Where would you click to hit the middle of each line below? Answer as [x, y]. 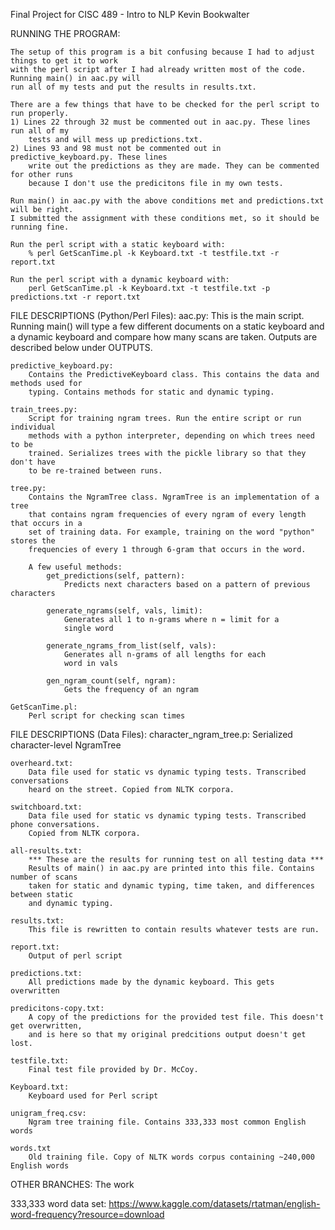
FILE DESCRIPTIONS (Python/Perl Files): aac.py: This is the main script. [157, 315]
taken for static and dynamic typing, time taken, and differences [171, 886]
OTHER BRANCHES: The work [72, 1184]
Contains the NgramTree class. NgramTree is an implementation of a [174, 497]
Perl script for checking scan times [107, 716]
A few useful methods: [75, 567]
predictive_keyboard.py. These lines [89, 157]
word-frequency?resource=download [87, 1214]
